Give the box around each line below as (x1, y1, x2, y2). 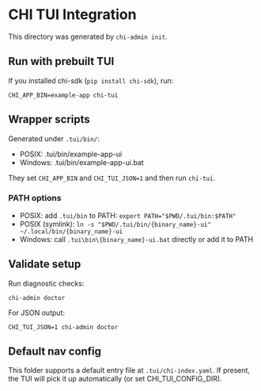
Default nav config (8, 345, 101, 358)
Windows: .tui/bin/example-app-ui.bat (19, 157, 144, 167)
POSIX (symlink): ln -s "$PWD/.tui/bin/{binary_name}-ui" (19, 219, 212, 228)
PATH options (8, 193, 62, 204)
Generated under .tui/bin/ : (8, 133, 100, 144)
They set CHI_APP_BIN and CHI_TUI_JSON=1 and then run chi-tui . (8, 173, 216, 182)
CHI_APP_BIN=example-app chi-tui (8, 91, 119, 99)
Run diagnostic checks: (8, 278, 85, 288)
